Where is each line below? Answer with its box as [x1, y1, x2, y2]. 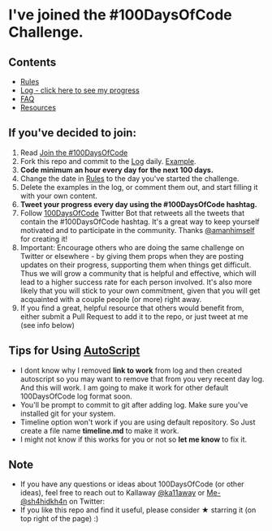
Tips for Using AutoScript [8, 343, 140, 358]
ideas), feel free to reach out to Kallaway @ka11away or [19, 488, 205, 498]
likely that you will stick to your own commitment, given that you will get [19, 286, 261, 296]
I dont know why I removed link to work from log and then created [19, 365, 242, 375]
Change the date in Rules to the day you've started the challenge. [19, 173, 240, 183]
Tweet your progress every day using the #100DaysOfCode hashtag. [19, 199, 257, 209]
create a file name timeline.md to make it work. [19, 425, 179, 435]
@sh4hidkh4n [19, 497, 67, 507]
